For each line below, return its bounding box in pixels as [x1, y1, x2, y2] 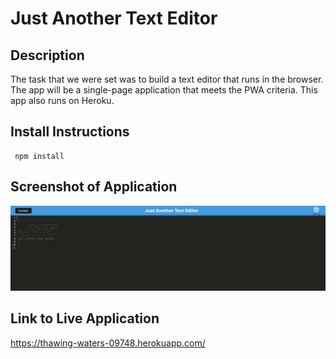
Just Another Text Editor [10, 7, 218, 30]
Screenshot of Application [10, 178, 178, 196]
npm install [14, 151, 65, 161]
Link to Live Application [10, 310, 160, 327]
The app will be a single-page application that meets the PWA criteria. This [10, 84, 318, 96]
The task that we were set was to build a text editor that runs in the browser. [10, 73, 324, 85]
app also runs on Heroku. [10, 95, 115, 106]
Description [10, 47, 85, 64]
